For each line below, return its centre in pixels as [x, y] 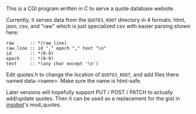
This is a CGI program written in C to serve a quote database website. [90, 9]
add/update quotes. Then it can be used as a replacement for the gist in [93, 98]
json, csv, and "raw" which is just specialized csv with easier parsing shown [98, 26]
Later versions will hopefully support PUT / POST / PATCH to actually [90, 92]
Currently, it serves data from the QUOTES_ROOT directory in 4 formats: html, [96, 20]
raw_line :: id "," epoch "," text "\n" [57, 48]
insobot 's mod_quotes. [34, 105]
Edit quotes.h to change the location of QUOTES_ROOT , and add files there [93, 75]
